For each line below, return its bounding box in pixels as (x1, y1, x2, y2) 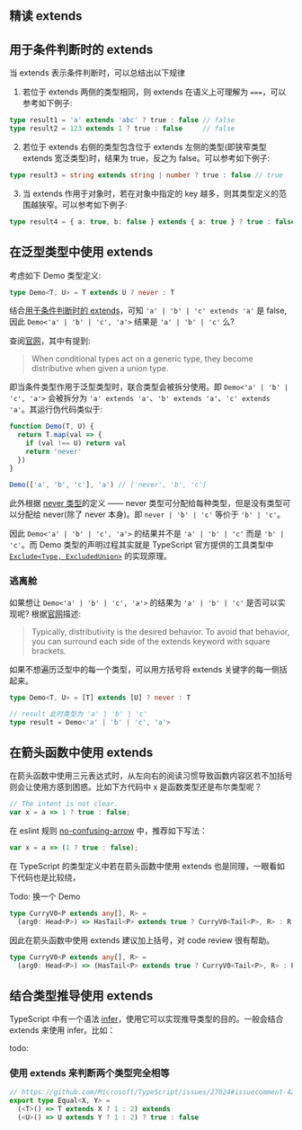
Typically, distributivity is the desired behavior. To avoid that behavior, (31, 626, 290, 636)
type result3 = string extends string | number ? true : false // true (9, 170, 283, 180)
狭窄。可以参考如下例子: (38, 199, 128, 209)
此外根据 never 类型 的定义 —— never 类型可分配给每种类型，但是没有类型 (9, 497, 283, 508)
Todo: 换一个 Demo (9, 891, 81, 902)
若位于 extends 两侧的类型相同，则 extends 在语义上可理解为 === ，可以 (22, 86, 287, 97)
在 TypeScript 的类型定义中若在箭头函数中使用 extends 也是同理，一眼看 (9, 860, 278, 871)
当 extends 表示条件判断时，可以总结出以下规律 (9, 67, 186, 78)
